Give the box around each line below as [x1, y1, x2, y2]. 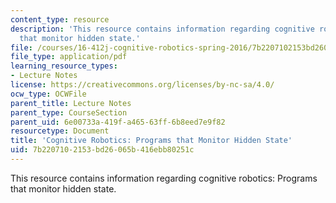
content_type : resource [10, 14, 110, 25]
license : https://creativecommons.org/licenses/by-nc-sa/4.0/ [10, 80, 275, 90]
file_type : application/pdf [10, 52, 128, 62]
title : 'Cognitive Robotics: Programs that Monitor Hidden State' [10, 136, 293, 146]
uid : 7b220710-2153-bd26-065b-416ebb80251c [10, 145, 195, 155]
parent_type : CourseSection [10, 107, 128, 118]
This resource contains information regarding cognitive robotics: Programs [10, 172, 318, 184]
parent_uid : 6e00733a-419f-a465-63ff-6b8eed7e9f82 [10, 117, 226, 127]
